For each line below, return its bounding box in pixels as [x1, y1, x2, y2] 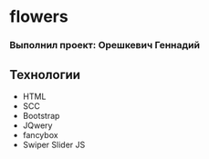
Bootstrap [22, 110, 60, 121]
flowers [9, 6, 68, 27]
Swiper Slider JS [22, 139, 86, 150]
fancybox [22, 129, 58, 140]
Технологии [9, 66, 80, 83]
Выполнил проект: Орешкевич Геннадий [9, 39, 201, 52]
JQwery [22, 120, 53, 131]
